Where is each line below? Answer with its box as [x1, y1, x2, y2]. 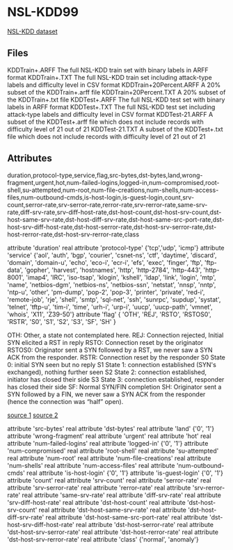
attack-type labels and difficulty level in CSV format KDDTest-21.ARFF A [7, 110, 214, 118]
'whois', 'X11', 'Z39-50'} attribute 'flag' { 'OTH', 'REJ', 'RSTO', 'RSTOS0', [7, 310, 212, 318]
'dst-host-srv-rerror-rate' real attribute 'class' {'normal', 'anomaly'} [7, 535, 200, 543]
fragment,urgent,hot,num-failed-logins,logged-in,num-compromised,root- [7, 178, 220, 186]
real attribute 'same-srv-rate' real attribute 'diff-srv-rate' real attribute [22, 491, 221, 499]
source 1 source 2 [7, 411, 58, 419]
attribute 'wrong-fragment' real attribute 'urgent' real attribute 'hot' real [7, 432, 211, 440]
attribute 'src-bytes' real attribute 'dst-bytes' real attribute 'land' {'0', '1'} [7, 424, 214, 432]
